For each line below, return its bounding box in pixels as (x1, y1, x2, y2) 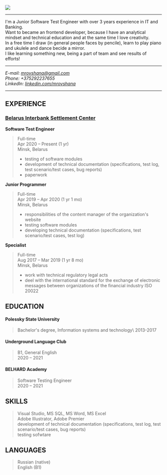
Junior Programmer (5, 181, 47, 187)
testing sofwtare (17, 431, 51, 438)
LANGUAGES (5, 446, 46, 454)
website (24, 217, 41, 223)
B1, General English (17, 350, 57, 356)
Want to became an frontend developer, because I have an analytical (5, 29, 146, 35)
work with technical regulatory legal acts (24, 272, 108, 278)
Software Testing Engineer (17, 377, 72, 383)
